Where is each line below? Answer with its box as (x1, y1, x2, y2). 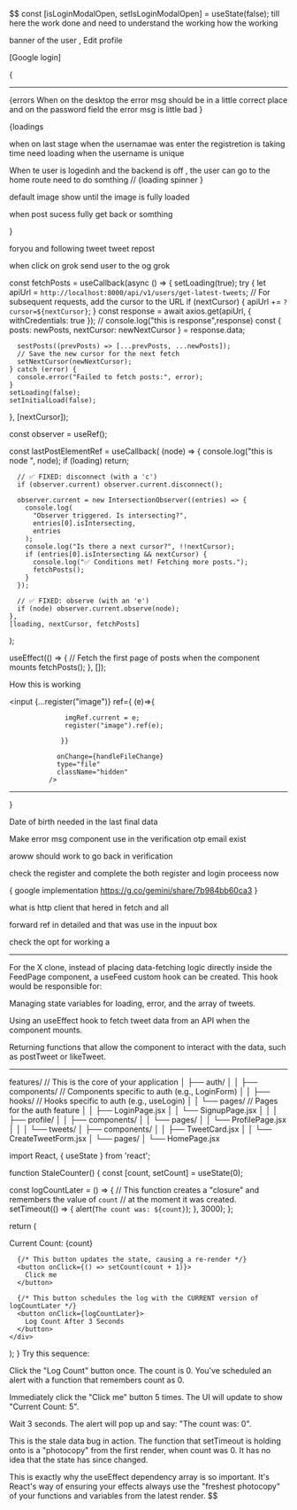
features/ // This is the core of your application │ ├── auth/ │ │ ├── (9, 1077, 258, 1087)
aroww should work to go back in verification (9, 851, 174, 861)
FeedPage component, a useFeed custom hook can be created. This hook (9, 971, 278, 982)
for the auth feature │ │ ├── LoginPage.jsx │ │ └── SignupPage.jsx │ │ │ (9, 1105, 278, 1116)
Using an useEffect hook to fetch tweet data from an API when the (9, 1016, 250, 1025)
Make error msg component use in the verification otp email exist (9, 834, 247, 844)
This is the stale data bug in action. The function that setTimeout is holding (9, 1436, 281, 1446)
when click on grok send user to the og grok (9, 261, 171, 270)
